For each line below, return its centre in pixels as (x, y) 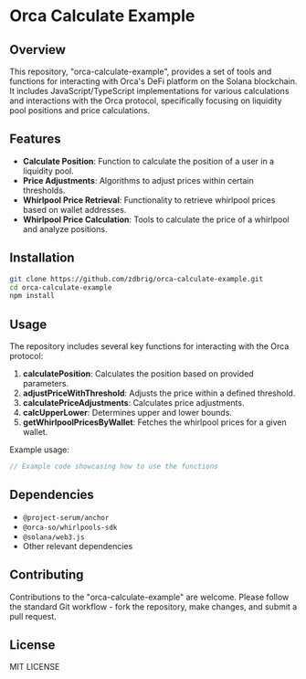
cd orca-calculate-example (61, 287)
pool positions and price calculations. (80, 110)
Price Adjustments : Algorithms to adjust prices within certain (138, 180)
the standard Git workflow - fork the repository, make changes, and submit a (153, 606)
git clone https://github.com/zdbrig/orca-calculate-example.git (136, 279)
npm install (32, 296)
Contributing (47, 575)
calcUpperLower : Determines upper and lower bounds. (127, 413)
